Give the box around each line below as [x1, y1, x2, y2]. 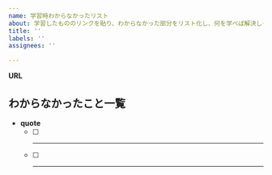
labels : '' [8, 34, 45, 43]
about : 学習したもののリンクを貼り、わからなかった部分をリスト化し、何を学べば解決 [8, 19, 257, 27]
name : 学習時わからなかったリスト [8, 11, 109, 20]
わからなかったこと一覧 [8, 96, 125, 110]
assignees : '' [8, 42, 57, 50]
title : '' [8, 27, 42, 35]
